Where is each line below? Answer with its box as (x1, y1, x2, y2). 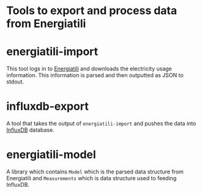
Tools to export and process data (6, 4, 178, 18)
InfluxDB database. (6, 126, 54, 134)
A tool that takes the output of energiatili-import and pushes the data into (6, 120, 196, 127)
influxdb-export (6, 99, 89, 113)
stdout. (6, 78, 24, 86)
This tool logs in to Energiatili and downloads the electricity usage (6, 65, 173, 72)
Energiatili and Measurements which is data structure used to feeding (6, 175, 177, 181)
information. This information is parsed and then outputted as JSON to (6, 72, 184, 79)
